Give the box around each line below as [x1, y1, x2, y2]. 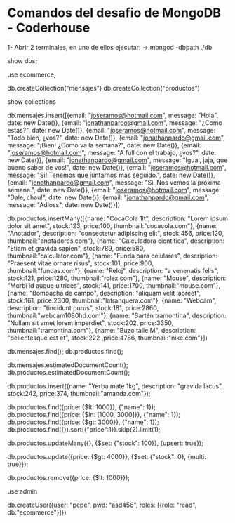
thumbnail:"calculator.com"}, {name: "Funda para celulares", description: [7, 251, 218, 260]
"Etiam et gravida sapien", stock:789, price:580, [7, 244, 145, 252]
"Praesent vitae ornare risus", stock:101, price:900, [7, 258, 154, 267]
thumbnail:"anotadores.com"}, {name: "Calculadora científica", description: [7, 237, 225, 245]
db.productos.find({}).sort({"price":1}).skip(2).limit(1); [7, 425, 161, 433]
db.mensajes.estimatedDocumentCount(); [7, 360, 128, 369]
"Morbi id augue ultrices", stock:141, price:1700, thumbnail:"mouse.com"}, [7, 281, 221, 289]
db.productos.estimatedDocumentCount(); [7, 368, 130, 376]
